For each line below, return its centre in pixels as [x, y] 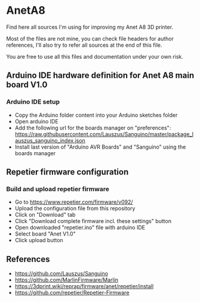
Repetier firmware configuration [67, 172]
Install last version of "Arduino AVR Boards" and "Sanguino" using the [100, 147]
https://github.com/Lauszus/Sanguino [61, 274]
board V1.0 [27, 85]
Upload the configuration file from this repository [75, 209]
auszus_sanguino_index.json [50, 140]
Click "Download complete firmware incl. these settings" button [93, 221]
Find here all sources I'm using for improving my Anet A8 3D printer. [90, 27]
